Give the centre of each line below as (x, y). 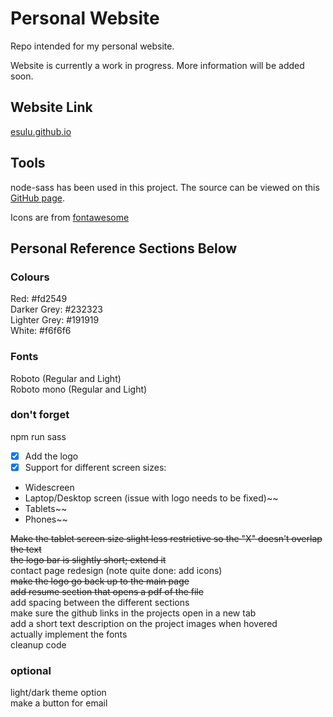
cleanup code (38, 644)
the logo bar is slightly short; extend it (88, 559)
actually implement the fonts (69, 634)
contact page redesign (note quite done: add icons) (116, 570)
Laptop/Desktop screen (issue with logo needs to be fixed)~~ (151, 498)
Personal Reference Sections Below (124, 248)
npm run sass (38, 436)
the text (26, 549)
